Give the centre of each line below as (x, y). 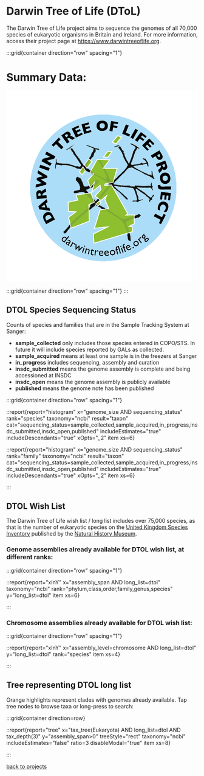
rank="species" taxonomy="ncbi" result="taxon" (67, 418)
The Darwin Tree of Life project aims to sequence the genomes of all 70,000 (102, 28)
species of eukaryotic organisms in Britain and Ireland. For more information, (102, 34)
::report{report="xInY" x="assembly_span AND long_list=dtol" (83, 582)
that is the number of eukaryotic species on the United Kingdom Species (97, 527)
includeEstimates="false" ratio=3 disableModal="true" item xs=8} (89, 743)
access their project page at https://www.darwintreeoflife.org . (84, 41)
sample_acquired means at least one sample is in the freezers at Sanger (106, 356)
